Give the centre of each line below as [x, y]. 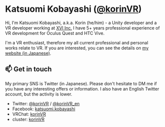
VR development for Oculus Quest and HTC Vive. [55, 33]
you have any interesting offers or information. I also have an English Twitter [82, 89]
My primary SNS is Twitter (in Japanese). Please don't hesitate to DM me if [81, 83]
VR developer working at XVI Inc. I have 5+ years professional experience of [82, 28]
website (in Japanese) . [28, 53]
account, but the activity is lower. [39, 94]
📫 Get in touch [29, 69]
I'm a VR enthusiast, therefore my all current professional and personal [77, 42]
